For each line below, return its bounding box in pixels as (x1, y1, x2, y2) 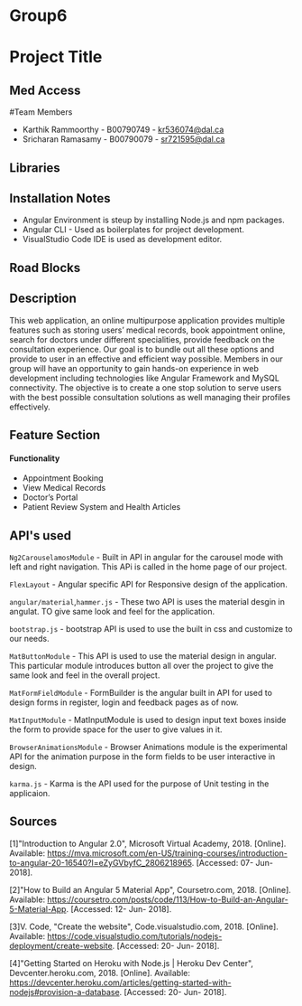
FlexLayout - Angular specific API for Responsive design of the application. (9, 579, 288, 589)
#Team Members (9, 107, 73, 118)
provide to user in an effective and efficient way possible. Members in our (9, 353, 283, 364)
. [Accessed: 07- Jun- (191, 857, 273, 868)
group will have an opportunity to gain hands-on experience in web (9, 362, 260, 373)
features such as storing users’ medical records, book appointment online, (9, 324, 286, 335)
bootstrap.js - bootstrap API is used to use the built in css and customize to (9, 624, 293, 634)
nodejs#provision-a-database (9, 986, 120, 997)
